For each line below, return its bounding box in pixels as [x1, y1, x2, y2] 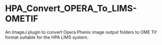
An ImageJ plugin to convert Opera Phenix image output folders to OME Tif [5, 29, 157, 35]
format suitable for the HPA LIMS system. [5, 34, 88, 40]
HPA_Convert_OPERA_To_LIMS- [5, 3, 137, 14]
